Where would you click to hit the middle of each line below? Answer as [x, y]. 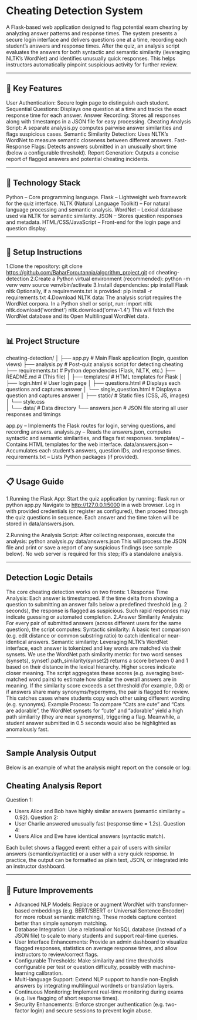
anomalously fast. [28, 729]
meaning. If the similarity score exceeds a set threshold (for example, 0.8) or [98, 685]
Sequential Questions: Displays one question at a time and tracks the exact [96, 109]
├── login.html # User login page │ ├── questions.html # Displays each [93, 383]
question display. [27, 228]
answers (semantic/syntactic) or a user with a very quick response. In [90, 854]
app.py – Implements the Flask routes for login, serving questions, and [91, 426]
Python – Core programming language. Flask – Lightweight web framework [96, 197]
